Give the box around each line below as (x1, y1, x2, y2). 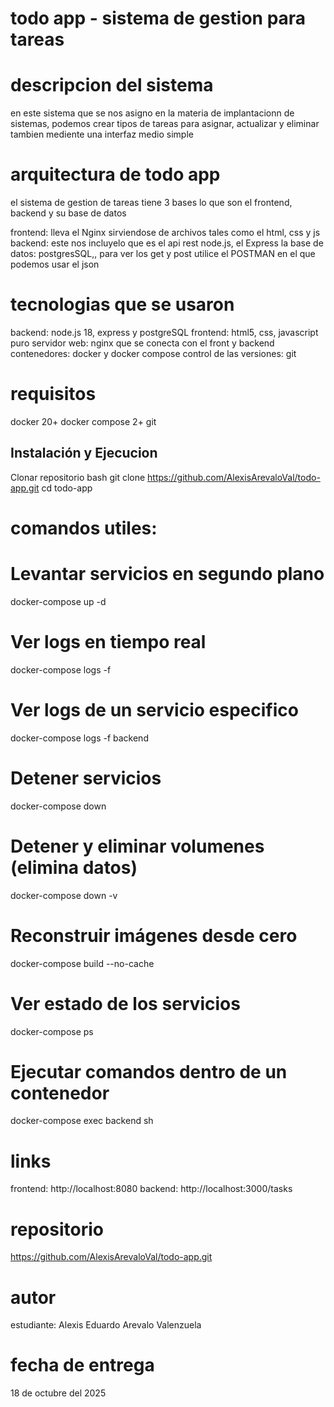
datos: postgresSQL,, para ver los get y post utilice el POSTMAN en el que (10, 248, 316, 260)
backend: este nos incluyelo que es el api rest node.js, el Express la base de (10, 237, 324, 249)
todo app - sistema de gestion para (10, 7, 307, 30)
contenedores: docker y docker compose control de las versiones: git (10, 348, 297, 359)
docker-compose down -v (10, 889, 118, 901)
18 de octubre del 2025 (10, 1387, 107, 1399)
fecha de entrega (10, 1354, 155, 1377)
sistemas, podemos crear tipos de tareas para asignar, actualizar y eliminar (10, 118, 320, 130)
